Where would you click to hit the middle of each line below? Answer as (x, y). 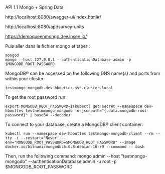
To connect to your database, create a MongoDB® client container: (74, 124)
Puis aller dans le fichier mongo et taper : (48, 46)
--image (128, 142)
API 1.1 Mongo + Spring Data (34, 7)
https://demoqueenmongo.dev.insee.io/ (46, 36)
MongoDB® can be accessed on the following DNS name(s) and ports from (83, 73)
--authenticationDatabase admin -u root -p (72, 161)
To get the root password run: (36, 97)
